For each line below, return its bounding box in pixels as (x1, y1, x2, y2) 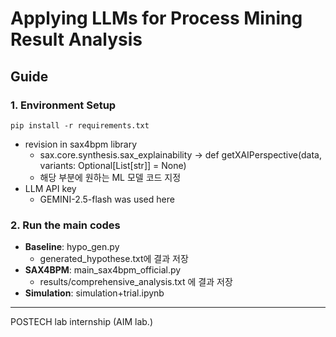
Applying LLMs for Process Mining (10, 7, 303, 30)
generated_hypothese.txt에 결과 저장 (39, 253, 189, 265)
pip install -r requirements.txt (10, 120, 150, 131)
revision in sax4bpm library (24, 138, 138, 150)
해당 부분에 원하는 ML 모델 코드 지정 (39, 171, 182, 183)
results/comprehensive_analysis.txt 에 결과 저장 (39, 276, 233, 288)
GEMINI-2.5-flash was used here (39, 193, 175, 205)
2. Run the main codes (10, 218, 121, 232)
